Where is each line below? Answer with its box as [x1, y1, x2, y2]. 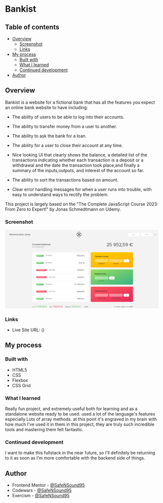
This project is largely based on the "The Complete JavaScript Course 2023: [5, 201, 159, 207]
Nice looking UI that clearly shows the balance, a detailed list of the [12, 152, 147, 157]
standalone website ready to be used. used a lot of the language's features [5, 411, 156, 417]
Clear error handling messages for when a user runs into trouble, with [12, 186, 152, 192]
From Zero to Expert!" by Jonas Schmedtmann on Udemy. [5, 206, 121, 212]
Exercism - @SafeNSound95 [12, 493, 70, 499]
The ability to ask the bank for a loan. [12, 133, 87, 139]
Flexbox [12, 377, 28, 383]
